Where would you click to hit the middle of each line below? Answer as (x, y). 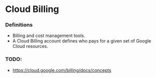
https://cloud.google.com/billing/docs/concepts (62, 70)
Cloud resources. (30, 46)
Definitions (19, 25)
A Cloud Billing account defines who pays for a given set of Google (82, 41)
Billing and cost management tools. (49, 35)
